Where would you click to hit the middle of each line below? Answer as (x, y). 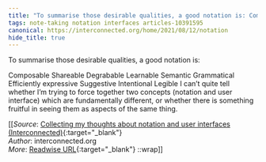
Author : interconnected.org (53, 141)
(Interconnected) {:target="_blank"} (65, 133)
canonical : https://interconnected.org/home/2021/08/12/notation (118, 30)
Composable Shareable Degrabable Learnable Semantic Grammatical (122, 75)
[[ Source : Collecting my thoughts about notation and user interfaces (120, 124)
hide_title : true (37, 38)
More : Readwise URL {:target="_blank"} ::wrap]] (86, 149)
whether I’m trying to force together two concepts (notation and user (120, 92)
